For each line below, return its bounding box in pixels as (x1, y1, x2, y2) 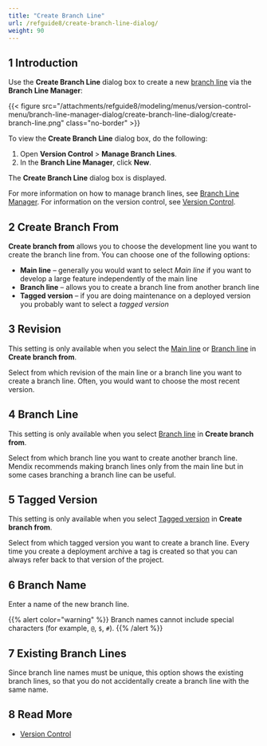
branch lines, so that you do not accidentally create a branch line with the (8, 677, 249, 686)
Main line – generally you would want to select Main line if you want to (19, 265, 252, 275)
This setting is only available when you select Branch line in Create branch (8, 429, 254, 438)
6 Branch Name (8, 578, 87, 592)
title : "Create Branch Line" (8, 11, 105, 20)
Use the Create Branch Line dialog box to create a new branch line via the (8, 77, 253, 87)
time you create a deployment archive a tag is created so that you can (8, 546, 238, 556)
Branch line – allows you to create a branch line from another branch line (19, 283, 260, 292)
